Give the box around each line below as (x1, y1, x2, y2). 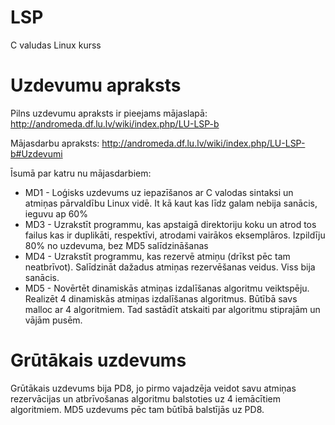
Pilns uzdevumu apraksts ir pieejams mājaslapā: (10, 107, 208, 119)
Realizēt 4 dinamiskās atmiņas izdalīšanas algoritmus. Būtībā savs (24, 292, 298, 305)
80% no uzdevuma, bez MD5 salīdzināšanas (24, 239, 209, 251)
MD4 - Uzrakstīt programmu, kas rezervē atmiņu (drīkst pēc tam (24, 250, 291, 262)
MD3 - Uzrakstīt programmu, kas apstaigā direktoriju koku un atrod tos (24, 218, 317, 230)
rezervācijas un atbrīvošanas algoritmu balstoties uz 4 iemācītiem (10, 392, 281, 405)
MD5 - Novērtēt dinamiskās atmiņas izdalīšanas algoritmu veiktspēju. (24, 282, 310, 294)
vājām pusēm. (24, 314, 83, 326)
